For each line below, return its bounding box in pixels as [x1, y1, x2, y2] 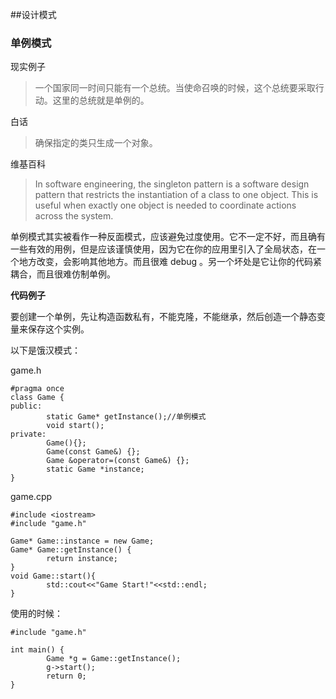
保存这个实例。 [27, 323, 90, 335]
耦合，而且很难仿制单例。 [10, 268, 116, 280]
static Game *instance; [46, 464, 145, 475]
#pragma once [10, 384, 65, 394]
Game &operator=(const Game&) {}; [46, 456, 190, 466]
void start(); [46, 421, 105, 431]
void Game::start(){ [10, 571, 97, 582]
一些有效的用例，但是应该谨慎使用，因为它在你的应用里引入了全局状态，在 [10, 243, 317, 255]
